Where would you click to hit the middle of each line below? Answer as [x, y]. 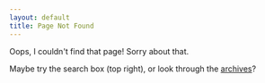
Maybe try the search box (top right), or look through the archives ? [133, 69]
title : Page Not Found [52, 26]
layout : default [40, 17]
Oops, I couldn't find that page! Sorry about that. [99, 51]
